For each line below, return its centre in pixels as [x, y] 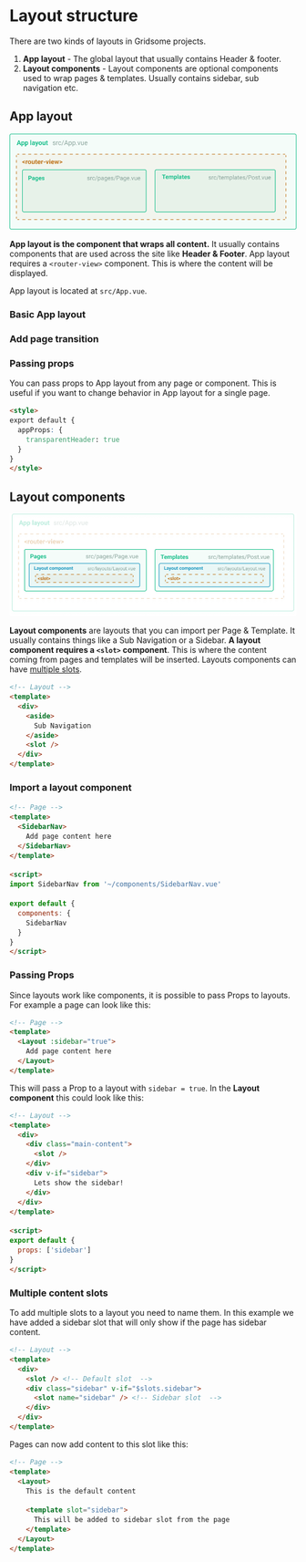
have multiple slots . [46, 669]
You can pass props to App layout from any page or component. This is [143, 383]
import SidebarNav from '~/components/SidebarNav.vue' [116, 884]
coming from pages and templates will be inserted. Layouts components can [153, 660]
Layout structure [74, 16]
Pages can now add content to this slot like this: [99, 1444]
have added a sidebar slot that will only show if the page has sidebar [138, 1322]
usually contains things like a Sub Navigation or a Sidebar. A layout [135, 640]
